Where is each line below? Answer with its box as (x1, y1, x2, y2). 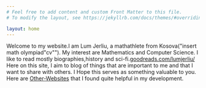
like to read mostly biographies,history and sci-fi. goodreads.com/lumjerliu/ (6, 56, 195, 63)
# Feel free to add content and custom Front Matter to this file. (6, 9, 183, 15)
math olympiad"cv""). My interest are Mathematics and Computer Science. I (6, 49, 199, 56)
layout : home (6, 26, 40, 32)
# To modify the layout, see (6, 15, 81, 21)
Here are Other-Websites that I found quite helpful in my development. (6, 75, 184, 82)
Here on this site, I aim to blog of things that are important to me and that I (6, 62, 193, 69)
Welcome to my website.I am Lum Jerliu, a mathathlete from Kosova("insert (6, 42, 197, 50)
